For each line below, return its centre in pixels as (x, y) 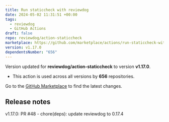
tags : (11, 19)
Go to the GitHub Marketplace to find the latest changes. (64, 86)
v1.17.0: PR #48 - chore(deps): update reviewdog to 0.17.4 (64, 114)
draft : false (19, 33)
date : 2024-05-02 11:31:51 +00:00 (41, 15)
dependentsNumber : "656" (31, 52)
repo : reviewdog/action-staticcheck (44, 38)
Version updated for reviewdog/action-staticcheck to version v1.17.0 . (78, 67)
